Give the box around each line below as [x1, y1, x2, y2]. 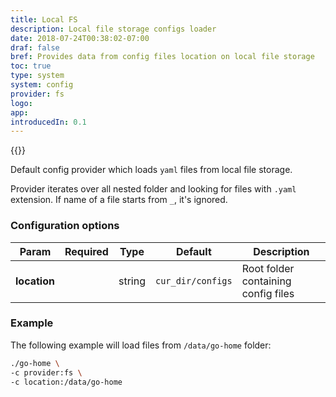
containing [241, 274, 292, 288]
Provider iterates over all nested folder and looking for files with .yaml [10, 183, 297, 195]
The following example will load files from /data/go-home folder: [10, 339, 272, 351]
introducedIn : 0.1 [10, 117, 87, 127]
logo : [10, 98, 33, 108]
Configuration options [10, 219, 120, 233]
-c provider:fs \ [10, 367, 83, 378]
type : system [10, 71, 65, 81]
